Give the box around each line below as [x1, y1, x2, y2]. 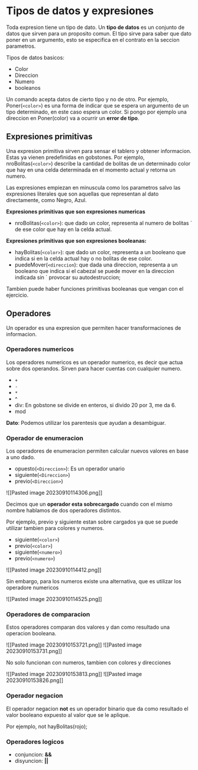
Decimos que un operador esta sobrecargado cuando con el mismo [6, 501, 173, 508]
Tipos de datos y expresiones [6, 4, 154, 18]
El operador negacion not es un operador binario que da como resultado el [6, 705, 189, 712]
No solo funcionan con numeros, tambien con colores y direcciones [6, 659, 171, 666]
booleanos [14, 84, 41, 91]
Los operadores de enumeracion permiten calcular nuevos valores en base [6, 447, 189, 454]
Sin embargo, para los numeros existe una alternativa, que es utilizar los [6, 578, 181, 585]
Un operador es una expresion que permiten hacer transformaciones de [6, 324, 181, 332]
